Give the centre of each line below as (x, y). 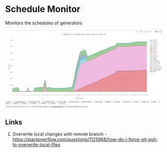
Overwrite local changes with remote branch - (59, 134)
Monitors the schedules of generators (44, 23)
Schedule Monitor (43, 9)
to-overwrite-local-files (36, 145)
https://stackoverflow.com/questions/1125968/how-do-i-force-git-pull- (85, 140)
